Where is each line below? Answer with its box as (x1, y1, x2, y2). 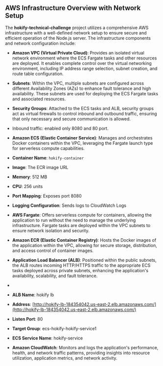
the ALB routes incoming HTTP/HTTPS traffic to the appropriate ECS (12, 262, 151, 268)
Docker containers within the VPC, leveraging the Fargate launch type (12, 140, 153, 146)
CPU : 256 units (12, 183, 43, 189)
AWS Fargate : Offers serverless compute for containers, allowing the (12, 212, 152, 218)
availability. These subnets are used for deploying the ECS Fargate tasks (12, 90, 158, 96)
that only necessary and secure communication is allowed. (12, 115, 131, 122)
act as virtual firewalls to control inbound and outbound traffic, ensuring (12, 111, 158, 116)
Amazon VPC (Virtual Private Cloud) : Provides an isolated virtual (12, 50, 144, 56)
